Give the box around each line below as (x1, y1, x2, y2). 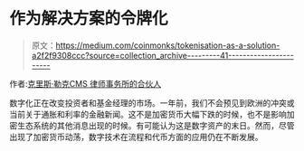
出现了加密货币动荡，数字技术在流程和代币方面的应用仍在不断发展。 (9, 131, 263, 142)
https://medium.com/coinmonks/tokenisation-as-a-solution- (55, 40, 280, 51)
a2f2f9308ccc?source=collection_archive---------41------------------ (31, 50, 294, 61)
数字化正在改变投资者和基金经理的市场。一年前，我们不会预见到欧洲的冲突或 (9, 97, 295, 109)
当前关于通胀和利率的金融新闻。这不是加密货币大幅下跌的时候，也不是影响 (9, 109, 287, 119)
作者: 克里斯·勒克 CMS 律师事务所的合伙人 (9, 78, 161, 89)
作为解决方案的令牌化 (9, 8, 169, 29)
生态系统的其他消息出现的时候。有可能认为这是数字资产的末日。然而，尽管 (16, 119, 295, 131)
